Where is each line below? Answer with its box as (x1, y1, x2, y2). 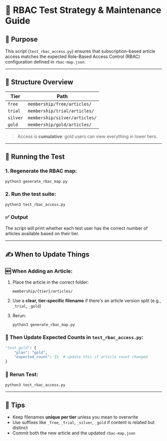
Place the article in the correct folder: (12, 279, 89, 285)
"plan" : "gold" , (14, 350, 48, 355)
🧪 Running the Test (5, 152, 65, 161)
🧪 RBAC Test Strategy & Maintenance (5, 4, 162, 16)
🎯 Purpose (5, 35, 38, 43)
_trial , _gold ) (12, 303, 41, 309)
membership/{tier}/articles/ (12, 289, 73, 294)
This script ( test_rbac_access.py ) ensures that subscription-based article (5, 48, 156, 54)
